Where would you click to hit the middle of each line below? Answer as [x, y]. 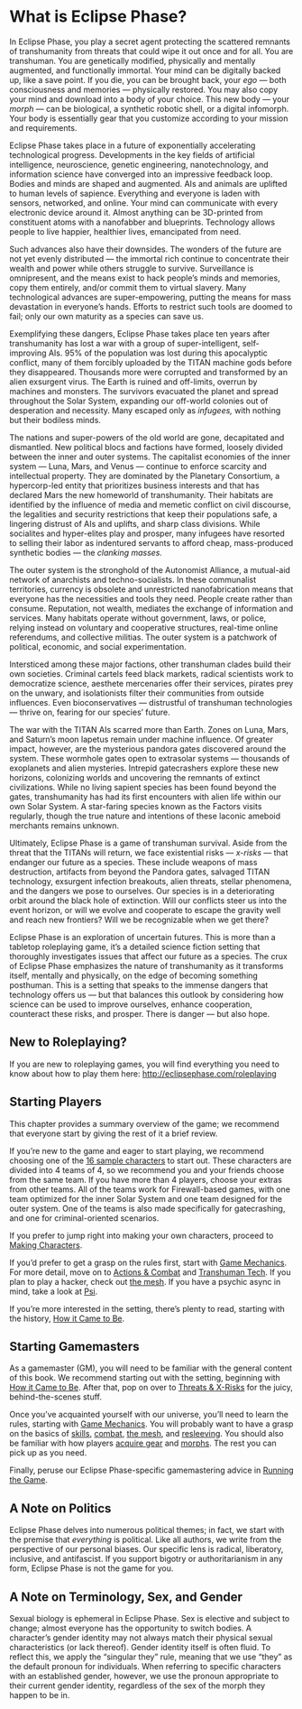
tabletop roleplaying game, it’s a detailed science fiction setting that [135, 947]
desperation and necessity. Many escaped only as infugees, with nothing [145, 410]
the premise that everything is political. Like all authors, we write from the [146, 1539]
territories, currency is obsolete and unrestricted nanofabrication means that [151, 589]
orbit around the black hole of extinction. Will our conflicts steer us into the [148, 901]
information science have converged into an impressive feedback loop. [141, 174]
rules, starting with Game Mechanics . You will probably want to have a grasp [151, 1424]
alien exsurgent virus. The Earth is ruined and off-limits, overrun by [133, 382]
